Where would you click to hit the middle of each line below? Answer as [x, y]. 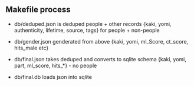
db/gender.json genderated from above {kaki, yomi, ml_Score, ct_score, [101, 41]
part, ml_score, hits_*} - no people [55, 65]
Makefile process [38, 10]
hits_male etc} [31, 48]
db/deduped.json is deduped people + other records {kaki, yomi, [93, 24]
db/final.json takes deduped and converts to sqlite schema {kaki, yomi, [100, 59]
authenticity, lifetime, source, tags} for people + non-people [87, 30]
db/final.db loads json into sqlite [53, 77]
